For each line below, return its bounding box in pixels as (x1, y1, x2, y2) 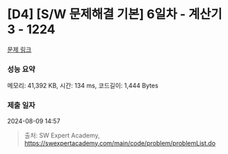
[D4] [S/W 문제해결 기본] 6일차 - (7, 6, 186, 22)
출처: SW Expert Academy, (24, 131, 100, 139)
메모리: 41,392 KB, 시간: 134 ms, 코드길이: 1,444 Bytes (7, 81, 158, 90)
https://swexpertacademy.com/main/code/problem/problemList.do (24, 139, 216, 147)
